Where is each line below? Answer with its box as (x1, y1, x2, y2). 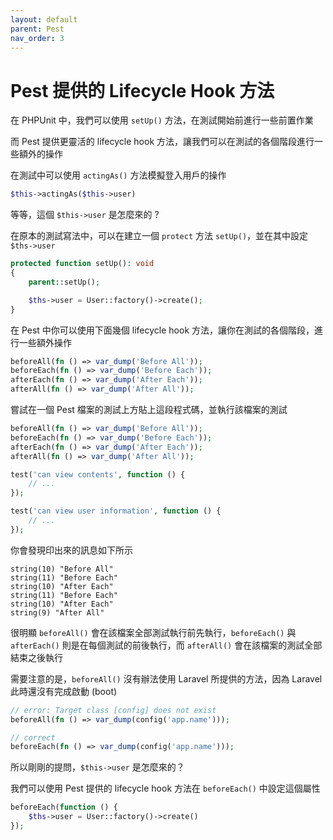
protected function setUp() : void (10, 259, 155, 269)
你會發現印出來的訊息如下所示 (10, 544, 133, 556)
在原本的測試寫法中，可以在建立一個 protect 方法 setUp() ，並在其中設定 (10, 230, 309, 242)
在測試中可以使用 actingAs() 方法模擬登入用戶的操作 (10, 169, 227, 181)
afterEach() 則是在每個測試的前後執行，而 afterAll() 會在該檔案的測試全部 (10, 639, 323, 651)
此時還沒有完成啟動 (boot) (10, 685, 118, 697)
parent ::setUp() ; (28, 277, 101, 287)
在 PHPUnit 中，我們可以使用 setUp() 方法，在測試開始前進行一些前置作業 (10, 114, 314, 126)
